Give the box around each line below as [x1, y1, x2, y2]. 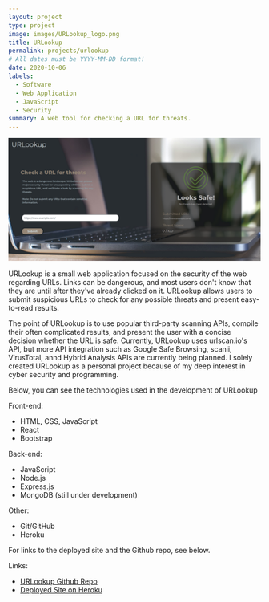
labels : [8, 72, 34, 80]
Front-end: [8, 401, 44, 411]
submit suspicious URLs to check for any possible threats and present [8, 295, 239, 304]
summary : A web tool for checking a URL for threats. [8, 115, 192, 123]
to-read [8, 303, 34, 313]
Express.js [19, 482, 54, 491]
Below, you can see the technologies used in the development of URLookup [8, 385, 258, 395]
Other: [8, 506, 30, 515]
